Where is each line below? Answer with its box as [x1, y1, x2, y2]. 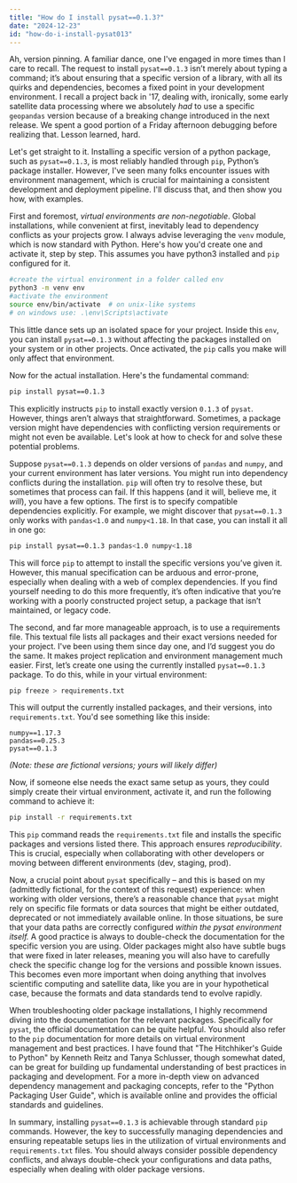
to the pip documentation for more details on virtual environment [9, 1034, 246, 1044]
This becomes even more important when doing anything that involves [9, 969, 267, 980]
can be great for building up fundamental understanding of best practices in [9, 1062, 286, 1073]
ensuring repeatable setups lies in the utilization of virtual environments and [9, 1136, 286, 1147]
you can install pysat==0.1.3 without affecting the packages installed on [9, 334, 272, 345]
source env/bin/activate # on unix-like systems [9, 300, 197, 309]
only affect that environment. [9, 353, 115, 363]
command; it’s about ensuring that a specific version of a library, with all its [9, 73, 283, 83]
